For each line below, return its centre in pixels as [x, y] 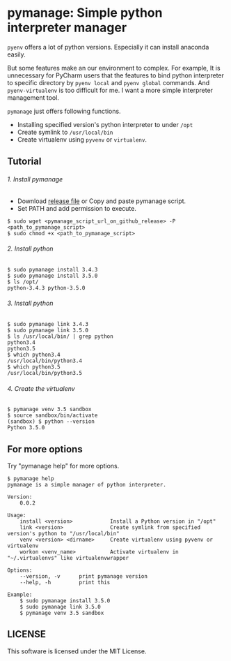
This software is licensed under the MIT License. [77, 651]
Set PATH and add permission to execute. [77, 208]
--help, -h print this [65, 582]
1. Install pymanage [35, 179]
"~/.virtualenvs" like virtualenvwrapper [68, 558]
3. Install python [30, 303]
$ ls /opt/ [23, 282]
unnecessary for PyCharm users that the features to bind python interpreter [116, 75]
